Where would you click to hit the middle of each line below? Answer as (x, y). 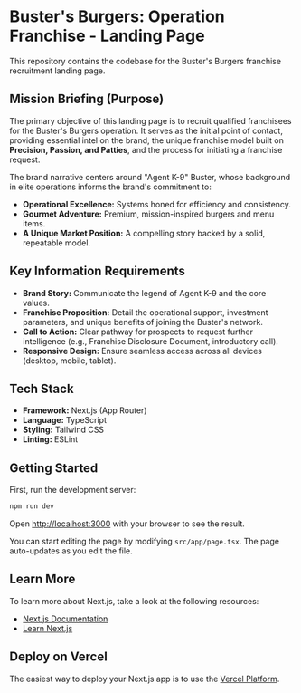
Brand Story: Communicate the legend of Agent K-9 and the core (144, 293)
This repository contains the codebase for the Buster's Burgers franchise (146, 61)
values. (36, 303)
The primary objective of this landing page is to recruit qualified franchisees (150, 120)
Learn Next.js (47, 628)
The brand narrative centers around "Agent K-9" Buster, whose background (150, 177)
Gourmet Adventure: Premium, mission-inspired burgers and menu (148, 214)
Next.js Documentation (65, 619)
